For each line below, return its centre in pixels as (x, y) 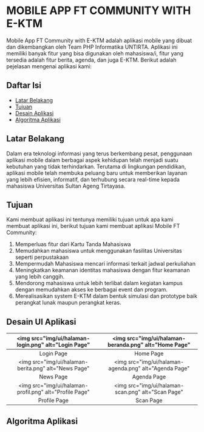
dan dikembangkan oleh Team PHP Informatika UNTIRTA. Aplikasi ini (92, 47)
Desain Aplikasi (34, 113)
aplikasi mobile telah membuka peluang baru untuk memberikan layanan (97, 173)
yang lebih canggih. (40, 277)
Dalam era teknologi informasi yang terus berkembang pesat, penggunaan (99, 154)
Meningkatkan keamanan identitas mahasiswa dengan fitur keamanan (102, 270)
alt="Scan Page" (162, 392)
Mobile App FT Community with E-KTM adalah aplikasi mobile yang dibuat (99, 40)
